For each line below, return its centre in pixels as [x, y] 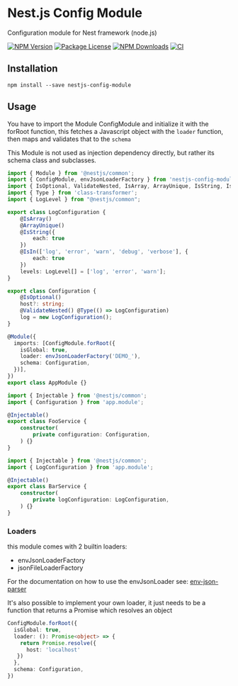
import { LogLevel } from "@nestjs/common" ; [74, 200]
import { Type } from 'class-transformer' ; [73, 193]
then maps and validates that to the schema [69, 139]
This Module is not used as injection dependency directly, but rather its [111, 152]
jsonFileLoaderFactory [50, 568]
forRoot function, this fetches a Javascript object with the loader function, [115, 131]
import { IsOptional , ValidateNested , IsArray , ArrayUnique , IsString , [115, 186]
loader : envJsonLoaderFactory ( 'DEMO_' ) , [80, 356]
